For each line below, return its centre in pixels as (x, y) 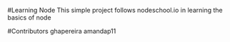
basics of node (29, 17)
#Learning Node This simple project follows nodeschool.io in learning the (115, 10)
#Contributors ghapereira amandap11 (62, 31)
